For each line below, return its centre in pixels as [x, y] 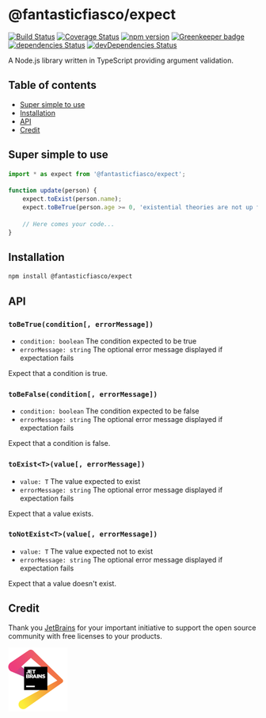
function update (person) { [53, 191]
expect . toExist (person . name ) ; [72, 199]
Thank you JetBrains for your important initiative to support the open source [132, 628]
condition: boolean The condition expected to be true [108, 341]
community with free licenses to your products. [85, 635]
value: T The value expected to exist [80, 481]
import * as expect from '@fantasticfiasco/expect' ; [97, 174]
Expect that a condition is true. [58, 373]
